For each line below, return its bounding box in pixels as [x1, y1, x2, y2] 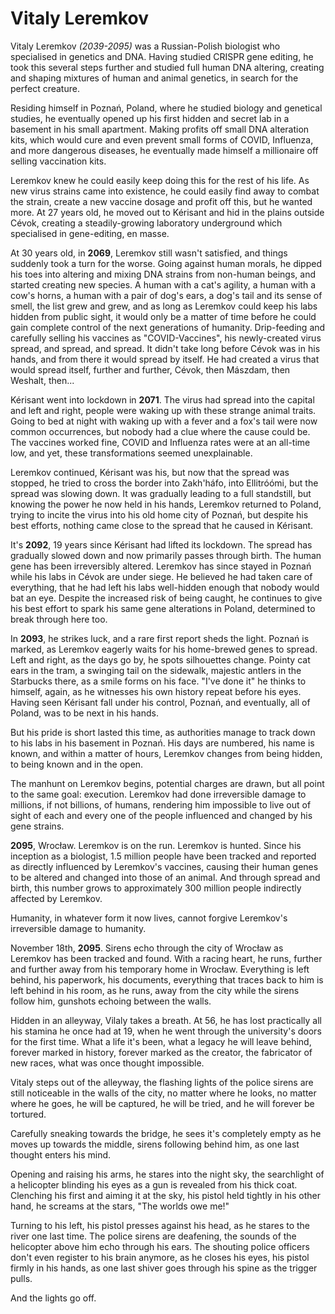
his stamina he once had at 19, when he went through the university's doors [10, 1025, 322, 1037]
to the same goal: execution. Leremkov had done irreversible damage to [10, 788, 307, 800]
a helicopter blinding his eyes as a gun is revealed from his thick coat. [10, 1178, 298, 1191]
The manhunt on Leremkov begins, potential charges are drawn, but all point [10, 777, 325, 789]
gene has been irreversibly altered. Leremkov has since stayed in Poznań [10, 560, 312, 572]
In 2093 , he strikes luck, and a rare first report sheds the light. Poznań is [10, 632, 310, 644]
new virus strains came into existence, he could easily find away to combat [10, 185, 320, 197]
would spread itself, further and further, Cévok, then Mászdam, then [10, 363, 291, 376]
